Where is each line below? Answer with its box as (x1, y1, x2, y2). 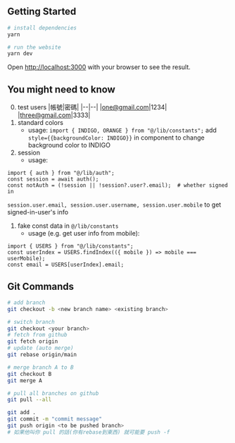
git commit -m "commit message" (7, 415, 102, 423)
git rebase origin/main (7, 351, 77, 358)
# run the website (7, 44, 61, 51)
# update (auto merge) (7, 345, 74, 352)
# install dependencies (7, 24, 77, 31)
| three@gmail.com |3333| (17, 111, 91, 119)
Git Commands (7, 280, 75, 292)
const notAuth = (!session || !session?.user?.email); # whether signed (7, 182, 229, 189)
